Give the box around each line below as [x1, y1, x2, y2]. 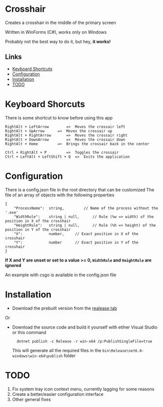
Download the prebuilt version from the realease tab [12, 305, 117, 311]
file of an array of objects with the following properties [5, 192, 115, 198]
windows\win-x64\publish [12, 354, 63, 359]
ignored [5, 262, 21, 268]
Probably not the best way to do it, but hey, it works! [5, 38, 111, 45]
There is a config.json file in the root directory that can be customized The [5, 187, 155, 192]
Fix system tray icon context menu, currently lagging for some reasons [12, 386, 155, 392]
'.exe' [5, 210, 19, 215]
